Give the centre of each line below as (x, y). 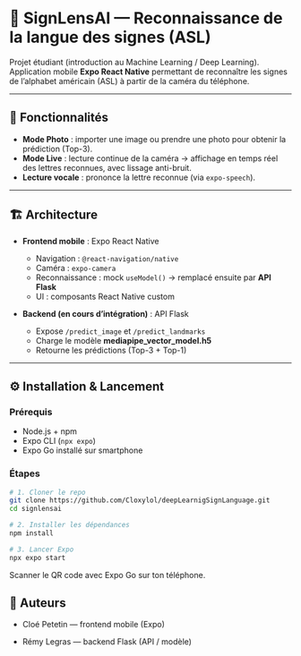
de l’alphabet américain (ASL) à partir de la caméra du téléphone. (129, 81)
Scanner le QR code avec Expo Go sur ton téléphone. (107, 575)
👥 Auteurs (38, 603)
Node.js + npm (50, 431)
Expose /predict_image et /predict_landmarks (120, 331)
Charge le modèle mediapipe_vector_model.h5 (124, 340)
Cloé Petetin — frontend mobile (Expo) (94, 625)
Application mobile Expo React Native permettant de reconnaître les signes (149, 72)
